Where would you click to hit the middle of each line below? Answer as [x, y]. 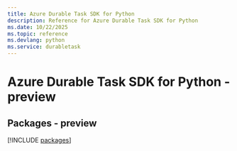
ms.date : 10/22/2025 [38, 27]
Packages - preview [52, 123]
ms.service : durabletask [44, 47]
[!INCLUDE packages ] [39, 140]
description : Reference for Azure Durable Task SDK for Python [103, 21]
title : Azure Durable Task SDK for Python [71, 14]
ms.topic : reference [38, 34]
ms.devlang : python [36, 40]
